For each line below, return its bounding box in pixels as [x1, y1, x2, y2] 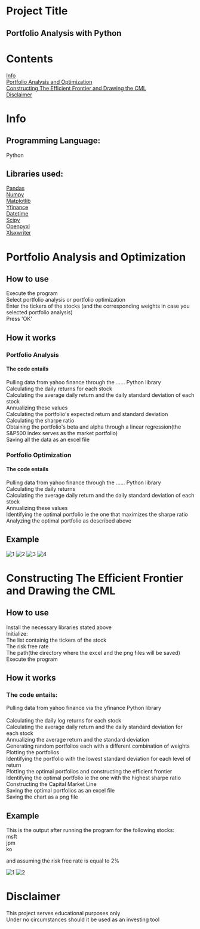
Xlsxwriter [6, 229, 32, 236]
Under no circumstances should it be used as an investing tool [6, 916, 160, 923]
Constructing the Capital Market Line [6, 781, 97, 788]
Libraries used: [6, 169, 64, 179]
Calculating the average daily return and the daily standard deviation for [6, 723, 183, 731]
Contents [6, 52, 54, 65]
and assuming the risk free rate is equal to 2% [6, 857, 119, 864]
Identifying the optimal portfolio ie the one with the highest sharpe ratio [6, 774, 181, 782]
